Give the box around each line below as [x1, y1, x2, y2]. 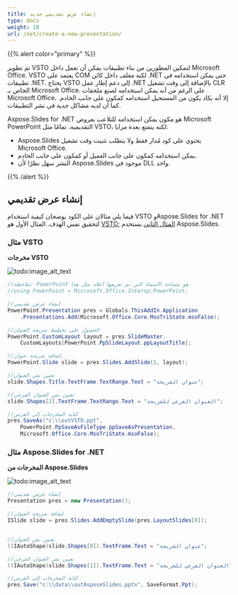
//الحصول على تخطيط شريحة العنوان [7, 326, 100, 334]
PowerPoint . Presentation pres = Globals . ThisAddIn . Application [7, 307, 198, 314]
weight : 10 [7, 23, 40, 31]
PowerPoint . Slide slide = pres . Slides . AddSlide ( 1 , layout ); [7, 359, 189, 366]
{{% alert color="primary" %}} [7, 50, 96, 58]
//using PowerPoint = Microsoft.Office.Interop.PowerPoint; [7, 288, 189, 295]
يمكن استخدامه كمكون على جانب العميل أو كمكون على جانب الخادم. [17, 151, 198, 160]
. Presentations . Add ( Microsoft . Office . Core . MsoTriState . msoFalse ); [20, 313, 220, 320]
